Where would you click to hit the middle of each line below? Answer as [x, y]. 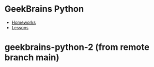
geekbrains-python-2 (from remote [77, 47]
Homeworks [23, 22]
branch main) [32, 58]
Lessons [20, 27]
